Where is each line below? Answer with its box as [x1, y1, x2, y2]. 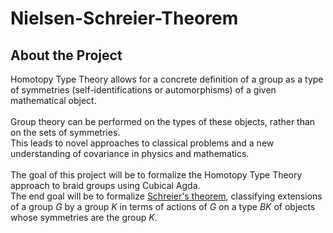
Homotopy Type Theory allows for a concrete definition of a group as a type [10, 73, 324, 85]
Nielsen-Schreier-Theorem [10, 7, 239, 30]
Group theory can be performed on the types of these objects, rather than [10, 116, 316, 127]
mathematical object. [10, 95, 97, 106]
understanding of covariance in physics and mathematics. [10, 148, 250, 159]
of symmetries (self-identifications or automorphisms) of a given [10, 84, 277, 96]
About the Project [10, 47, 123, 64]
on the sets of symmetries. [10, 127, 121, 138]
